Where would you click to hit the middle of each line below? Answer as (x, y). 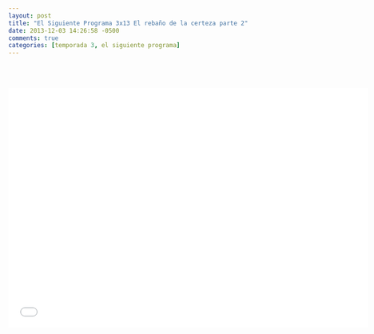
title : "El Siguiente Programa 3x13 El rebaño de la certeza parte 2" (128, 23)
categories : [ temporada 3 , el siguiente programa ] (94, 46)
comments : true (34, 38)
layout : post (30, 16)
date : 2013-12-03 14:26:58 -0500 (64, 30)
